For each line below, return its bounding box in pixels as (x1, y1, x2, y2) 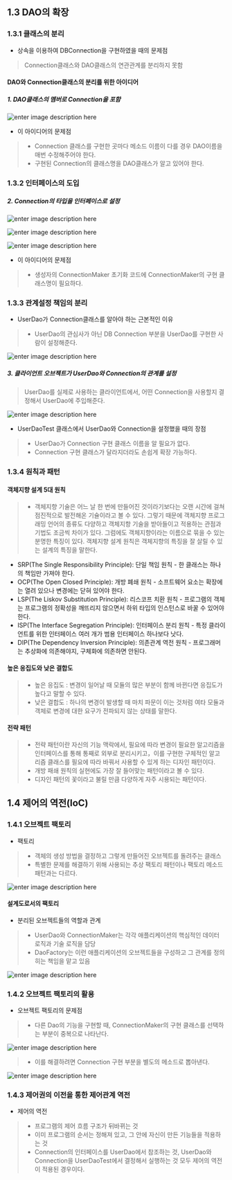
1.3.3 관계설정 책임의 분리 (7, 298, 88, 308)
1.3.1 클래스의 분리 (7, 29, 64, 39)
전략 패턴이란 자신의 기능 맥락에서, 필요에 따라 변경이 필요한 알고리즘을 (34, 740, 225, 749)
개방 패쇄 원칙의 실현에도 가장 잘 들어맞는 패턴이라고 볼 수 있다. (34, 766, 204, 774)
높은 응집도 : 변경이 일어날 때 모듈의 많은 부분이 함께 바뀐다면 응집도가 (34, 681, 223, 689)
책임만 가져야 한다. (24, 569, 75, 577)
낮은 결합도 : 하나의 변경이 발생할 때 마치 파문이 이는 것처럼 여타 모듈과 (34, 698, 225, 706)
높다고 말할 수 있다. (34, 689, 87, 697)
